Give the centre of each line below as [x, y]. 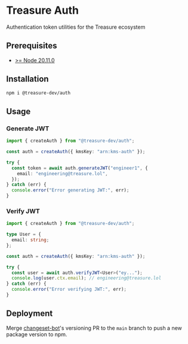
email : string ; [30, 240]
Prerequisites [32, 46]
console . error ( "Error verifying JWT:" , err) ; [69, 290]
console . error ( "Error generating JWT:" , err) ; [70, 190]
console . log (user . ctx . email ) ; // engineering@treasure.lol [87, 278]
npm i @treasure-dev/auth [38, 93]
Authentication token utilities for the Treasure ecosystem [76, 27]
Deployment [30, 314]
